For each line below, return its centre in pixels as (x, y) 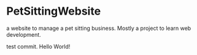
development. (24, 34)
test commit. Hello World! (38, 46)
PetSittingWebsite (54, 11)
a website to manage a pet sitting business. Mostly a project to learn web (99, 28)
